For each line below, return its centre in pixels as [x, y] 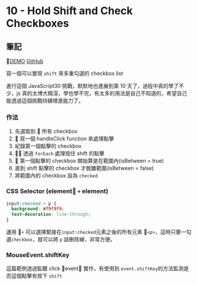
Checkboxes [37, 23]
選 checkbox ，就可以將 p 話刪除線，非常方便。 [61, 240]
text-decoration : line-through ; [51, 214]
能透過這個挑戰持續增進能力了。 [45, 101]
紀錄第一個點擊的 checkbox [48, 146]
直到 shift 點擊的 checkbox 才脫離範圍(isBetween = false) [84, 168]
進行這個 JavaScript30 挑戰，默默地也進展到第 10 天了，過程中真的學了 [92, 86]
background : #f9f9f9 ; [38, 209]
